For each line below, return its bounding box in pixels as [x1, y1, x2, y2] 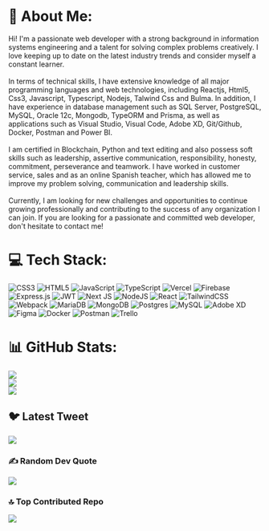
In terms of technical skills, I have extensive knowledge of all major [8, 76, 230, 86]
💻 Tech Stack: [8, 251, 108, 270]
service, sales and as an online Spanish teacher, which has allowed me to [8, 170, 251, 180]
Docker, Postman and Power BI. [8, 128, 113, 137]
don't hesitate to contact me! [8, 221, 104, 231]
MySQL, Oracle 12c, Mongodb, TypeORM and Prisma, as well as [8, 110, 220, 120]
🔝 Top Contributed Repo [8, 496, 104, 507]
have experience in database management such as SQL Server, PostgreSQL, [8, 102, 262, 111]
